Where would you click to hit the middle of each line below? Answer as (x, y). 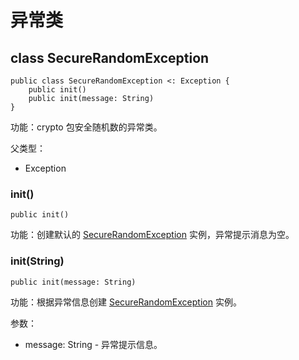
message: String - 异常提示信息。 (93, 344)
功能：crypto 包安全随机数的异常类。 (86, 127)
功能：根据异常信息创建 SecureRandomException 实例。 (126, 302)
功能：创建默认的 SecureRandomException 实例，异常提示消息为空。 (152, 235)
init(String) (37, 261)
